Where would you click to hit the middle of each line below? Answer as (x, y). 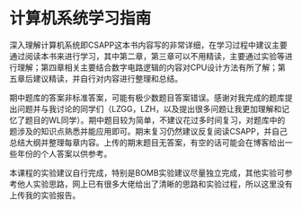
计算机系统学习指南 (80, 18)
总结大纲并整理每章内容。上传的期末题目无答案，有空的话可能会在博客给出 (147, 142)
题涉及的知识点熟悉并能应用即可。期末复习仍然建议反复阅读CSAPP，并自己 (148, 131)
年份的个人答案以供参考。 (64, 153)
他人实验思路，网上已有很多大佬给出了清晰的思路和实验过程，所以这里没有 (155, 184)
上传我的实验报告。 (45, 195)
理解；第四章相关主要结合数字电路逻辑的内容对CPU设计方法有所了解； (147, 67)
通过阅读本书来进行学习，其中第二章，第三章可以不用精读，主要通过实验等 (147, 56)
